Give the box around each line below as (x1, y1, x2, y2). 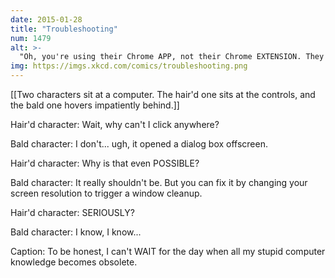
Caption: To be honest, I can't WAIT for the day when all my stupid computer (10, 246, 326, 257)
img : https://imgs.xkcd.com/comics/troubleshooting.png (10, 61, 248, 71)
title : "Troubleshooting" (10, 24, 118, 34)
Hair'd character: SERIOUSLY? (10, 207, 135, 218)
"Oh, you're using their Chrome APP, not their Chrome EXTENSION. (19, 52, 302, 62)
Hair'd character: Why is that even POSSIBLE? (10, 157, 200, 169)
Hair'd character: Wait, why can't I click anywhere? (10, 119, 220, 130)
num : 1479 (10, 33, 52, 43)
